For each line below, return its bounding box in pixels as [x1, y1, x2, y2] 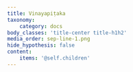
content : [7, 49, 32, 56]
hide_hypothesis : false [7, 42, 75, 49]
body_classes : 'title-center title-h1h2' [7, 29, 128, 36]
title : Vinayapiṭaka [7, 10, 66, 17]
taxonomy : [7, 16, 36, 23]
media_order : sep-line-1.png [7, 36, 90, 43]
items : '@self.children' [19, 55, 90, 62]
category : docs [19, 23, 63, 29]
